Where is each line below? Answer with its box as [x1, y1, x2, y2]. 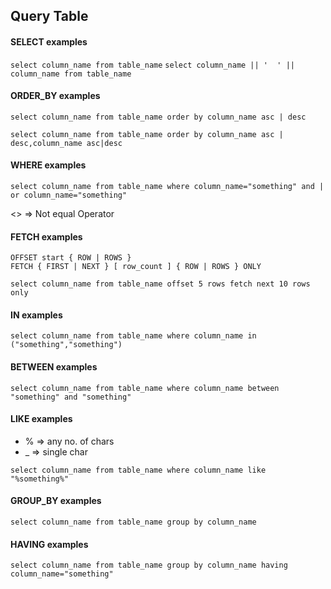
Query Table [10, 8, 89, 25]
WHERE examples [10, 159, 87, 171]
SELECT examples [10, 35, 88, 48]
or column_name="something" [10, 190, 128, 200]
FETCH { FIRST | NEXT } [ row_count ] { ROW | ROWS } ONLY [10, 262, 262, 272]
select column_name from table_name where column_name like [10, 465, 267, 475]
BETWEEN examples [10, 361, 98, 373]
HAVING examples [10, 538, 89, 550]
